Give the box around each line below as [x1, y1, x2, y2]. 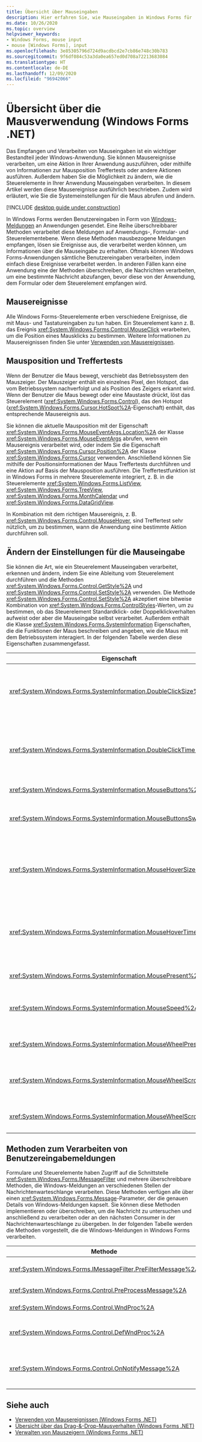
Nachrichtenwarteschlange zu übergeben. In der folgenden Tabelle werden [6, 1220, 192, 1228]
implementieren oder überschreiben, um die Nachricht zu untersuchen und [6, 1208, 192, 1215]
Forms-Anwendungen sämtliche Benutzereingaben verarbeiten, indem [6, 254, 180, 261]
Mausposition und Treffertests [6, 356, 123, 366]
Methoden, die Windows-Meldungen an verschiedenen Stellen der [6, 1182, 171, 1189]
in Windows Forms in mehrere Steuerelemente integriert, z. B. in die [6, 473, 174, 480]
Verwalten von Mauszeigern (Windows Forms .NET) [14, 1429, 144, 1436]
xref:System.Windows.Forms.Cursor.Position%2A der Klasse [6, 447, 157, 455]
